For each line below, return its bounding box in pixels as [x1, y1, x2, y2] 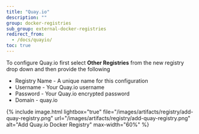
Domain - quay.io [14, 96, 58, 103]
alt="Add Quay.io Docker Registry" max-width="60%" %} [6, 121, 150, 128]
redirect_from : [6, 31, 45, 37]
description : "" [6, 14, 47, 21]
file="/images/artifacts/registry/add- [103, 108, 194, 115]
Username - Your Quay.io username [14, 83, 104, 91]
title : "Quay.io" [6, 8, 50, 15]
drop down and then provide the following [6, 65, 110, 72]
